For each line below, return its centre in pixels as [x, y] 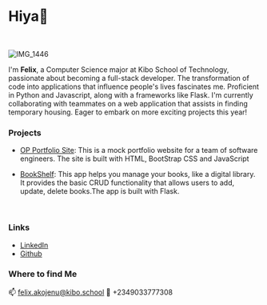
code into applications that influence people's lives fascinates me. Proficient [134, 86]
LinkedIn [34, 245]
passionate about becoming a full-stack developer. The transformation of [129, 78]
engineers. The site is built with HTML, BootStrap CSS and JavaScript [134, 159]
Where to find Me [43, 274]
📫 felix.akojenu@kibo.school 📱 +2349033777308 [91, 292]
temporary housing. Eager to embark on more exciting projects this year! [128, 112]
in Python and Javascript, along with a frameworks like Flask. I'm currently [131, 94]
